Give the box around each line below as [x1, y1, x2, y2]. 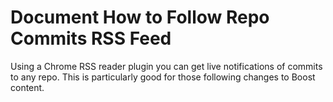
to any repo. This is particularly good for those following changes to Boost [10, 71, 316, 83]
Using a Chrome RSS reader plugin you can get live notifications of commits [10, 60, 323, 72]
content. [10, 81, 45, 93]
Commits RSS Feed [10, 27, 172, 50]
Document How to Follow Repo [10, 6, 270, 29]
